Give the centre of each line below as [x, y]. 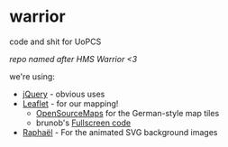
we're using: [32, 76]
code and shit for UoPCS [55, 41]
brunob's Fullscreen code [83, 123]
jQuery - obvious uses [64, 94]
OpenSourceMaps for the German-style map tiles [128, 113]
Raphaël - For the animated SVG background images [120, 132]
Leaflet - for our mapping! [70, 103]
